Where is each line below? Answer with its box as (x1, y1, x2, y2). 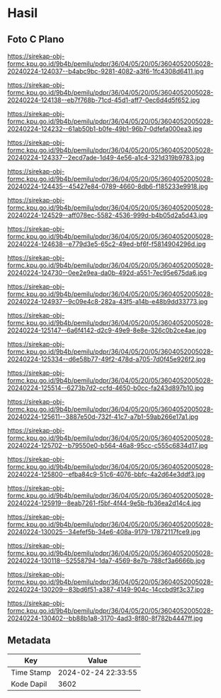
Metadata (7, 634, 51, 646)
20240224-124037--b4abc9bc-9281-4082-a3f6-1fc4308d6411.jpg (7, 67, 204, 75)
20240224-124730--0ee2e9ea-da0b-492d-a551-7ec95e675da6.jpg (7, 269, 208, 277)
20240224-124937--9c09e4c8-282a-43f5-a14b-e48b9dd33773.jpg (7, 298, 208, 305)
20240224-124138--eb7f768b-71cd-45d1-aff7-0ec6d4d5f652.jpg (7, 96, 200, 104)
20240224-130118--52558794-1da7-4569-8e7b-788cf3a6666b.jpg (7, 556, 205, 565)
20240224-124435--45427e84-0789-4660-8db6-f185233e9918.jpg (7, 182, 208, 191)
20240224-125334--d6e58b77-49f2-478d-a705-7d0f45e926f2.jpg (7, 355, 205, 363)
